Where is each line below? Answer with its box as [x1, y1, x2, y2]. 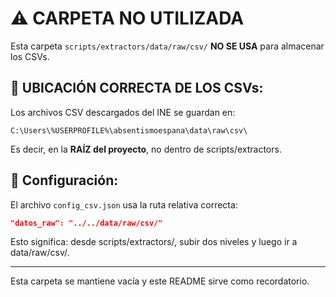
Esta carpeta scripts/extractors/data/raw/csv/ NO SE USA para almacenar [10, 40, 325, 52]
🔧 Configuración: [10, 172, 119, 189]
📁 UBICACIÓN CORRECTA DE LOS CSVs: [10, 80, 264, 97]
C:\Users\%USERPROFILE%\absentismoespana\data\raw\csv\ [10, 125, 248, 136]
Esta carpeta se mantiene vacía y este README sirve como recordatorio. [10, 275, 310, 287]
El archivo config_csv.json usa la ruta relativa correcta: [10, 198, 238, 211]
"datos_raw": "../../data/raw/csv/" [10, 218, 163, 228]
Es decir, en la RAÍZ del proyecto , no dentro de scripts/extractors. [10, 143, 282, 155]
